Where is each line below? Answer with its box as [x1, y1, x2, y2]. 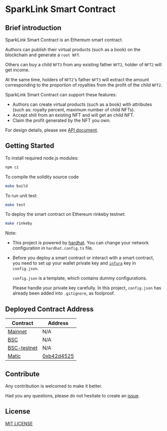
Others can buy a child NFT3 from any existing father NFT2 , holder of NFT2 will [5, 62, 162, 67]
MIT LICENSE [5, 420, 33, 426]
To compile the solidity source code [5, 174, 79, 180]
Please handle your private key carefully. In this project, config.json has [12, 285, 161, 291]
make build [5, 183, 28, 189]
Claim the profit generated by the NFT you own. [12, 117, 111, 123]
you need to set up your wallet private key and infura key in [12, 260, 136, 266]
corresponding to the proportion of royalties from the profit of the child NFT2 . [5, 82, 162, 88]
